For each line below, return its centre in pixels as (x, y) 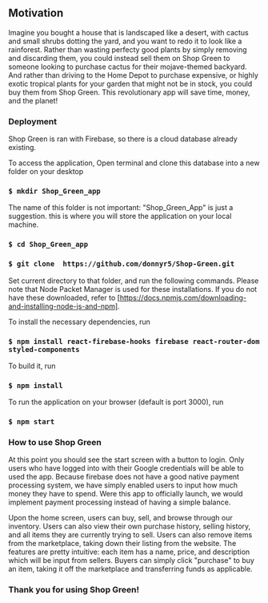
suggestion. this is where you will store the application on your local (120, 217)
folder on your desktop (46, 172)
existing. (22, 148)
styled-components (44, 349)
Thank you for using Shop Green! (74, 590)
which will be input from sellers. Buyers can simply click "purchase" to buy (131, 561)
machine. (24, 225)
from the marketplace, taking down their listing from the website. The (122, 544)
